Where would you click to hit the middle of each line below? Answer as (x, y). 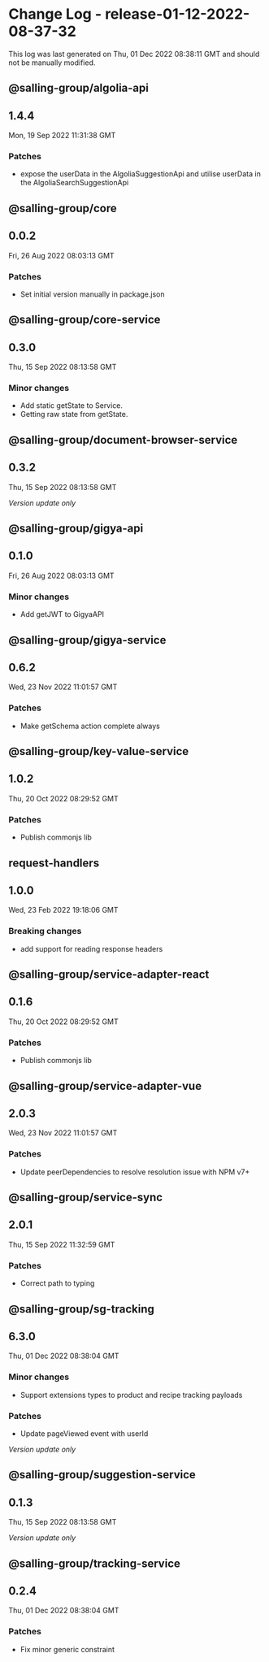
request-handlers (54, 863)
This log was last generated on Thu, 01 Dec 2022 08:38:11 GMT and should (134, 54)
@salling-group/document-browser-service (123, 440)
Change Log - (55, 14)
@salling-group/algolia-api (78, 88)
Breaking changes (45, 931)
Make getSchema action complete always (90, 726)
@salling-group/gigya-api (76, 529)
